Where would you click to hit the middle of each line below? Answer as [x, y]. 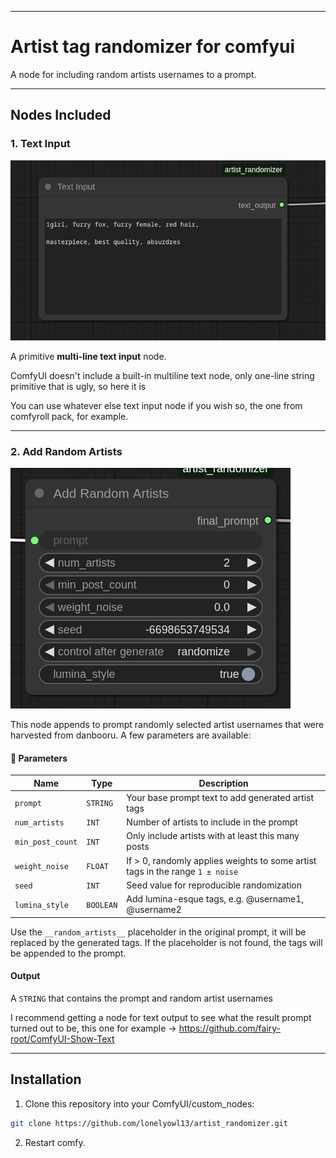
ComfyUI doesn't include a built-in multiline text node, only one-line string [162, 375]
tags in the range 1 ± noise [182, 871]
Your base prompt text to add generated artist [220, 797]
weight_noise [41, 867]
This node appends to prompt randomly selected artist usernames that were [167, 724]
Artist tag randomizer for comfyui [153, 47]
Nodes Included [61, 115]
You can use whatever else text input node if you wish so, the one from [156, 405]
